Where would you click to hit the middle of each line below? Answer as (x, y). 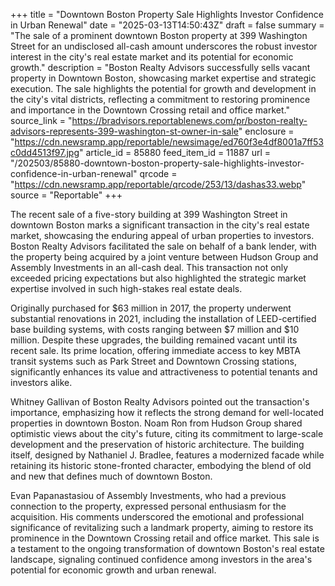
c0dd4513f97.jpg (45, 152)
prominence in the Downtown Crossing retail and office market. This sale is (165, 538)
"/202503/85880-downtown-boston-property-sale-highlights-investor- (157, 163)
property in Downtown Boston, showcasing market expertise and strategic (163, 78)
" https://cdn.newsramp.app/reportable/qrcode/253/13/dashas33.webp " (158, 184)
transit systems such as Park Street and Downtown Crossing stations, (154, 361)
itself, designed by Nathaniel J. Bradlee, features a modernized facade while (167, 455)
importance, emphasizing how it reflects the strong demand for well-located (167, 412)
